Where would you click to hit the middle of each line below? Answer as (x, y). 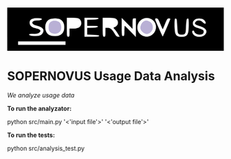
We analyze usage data (41, 95)
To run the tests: (31, 135)
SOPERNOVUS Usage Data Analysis (111, 76)
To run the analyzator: (40, 108)
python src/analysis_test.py (46, 148)
